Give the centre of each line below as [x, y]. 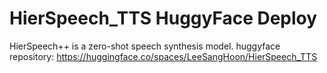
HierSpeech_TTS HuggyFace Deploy [163, 18]
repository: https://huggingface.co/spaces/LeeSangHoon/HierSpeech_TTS [163, 56]
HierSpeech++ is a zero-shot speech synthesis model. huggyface [145, 46]
